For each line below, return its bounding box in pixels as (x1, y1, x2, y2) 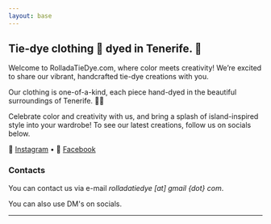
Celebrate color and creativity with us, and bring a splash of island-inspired (8, 112, 259, 121)
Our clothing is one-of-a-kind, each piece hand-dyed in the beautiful (8, 87, 237, 97)
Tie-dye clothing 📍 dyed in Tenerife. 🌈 (8, 42, 202, 56)
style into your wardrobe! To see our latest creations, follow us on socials (8, 120, 252, 130)
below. (8, 129, 31, 138)
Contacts (8, 165, 46, 176)
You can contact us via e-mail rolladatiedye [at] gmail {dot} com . (8, 183, 224, 192)
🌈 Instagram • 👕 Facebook (8, 145, 96, 154)
